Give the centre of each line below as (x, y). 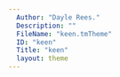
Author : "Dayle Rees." (58, 17)
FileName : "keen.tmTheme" (64, 34)
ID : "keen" (36, 42)
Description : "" (46, 26)
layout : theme (42, 58)
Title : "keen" (42, 50)
